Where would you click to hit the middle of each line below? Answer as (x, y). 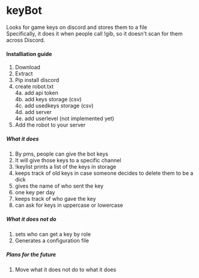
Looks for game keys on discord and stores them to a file (77, 27)
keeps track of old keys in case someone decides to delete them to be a (104, 173)
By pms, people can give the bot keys (61, 154)
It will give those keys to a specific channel (68, 160)
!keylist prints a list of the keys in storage (66, 167)
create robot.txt (34, 87)
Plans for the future (31, 254)
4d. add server (33, 112)
